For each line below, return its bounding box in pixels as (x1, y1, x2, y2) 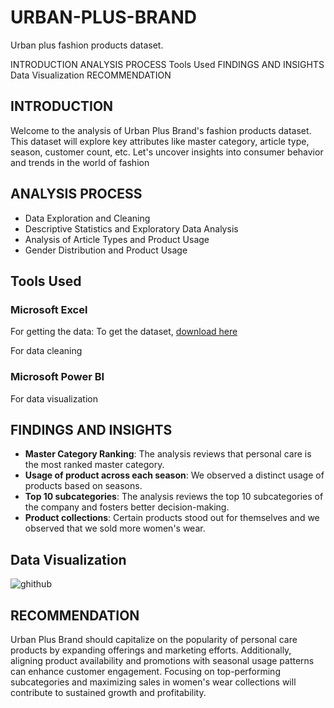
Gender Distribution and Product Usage (24, 244, 188, 256)
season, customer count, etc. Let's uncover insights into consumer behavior (10, 146, 324, 158)
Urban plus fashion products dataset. (10, 39, 164, 51)
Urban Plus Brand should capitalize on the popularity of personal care (10, 633, 298, 645)
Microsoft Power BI (10, 370, 105, 384)
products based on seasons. (24, 480, 143, 492)
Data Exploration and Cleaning (24, 212, 151, 224)
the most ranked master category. (24, 459, 165, 471)
